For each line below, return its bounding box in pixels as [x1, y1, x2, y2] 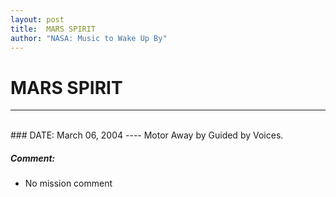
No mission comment [24, 177, 113, 190]
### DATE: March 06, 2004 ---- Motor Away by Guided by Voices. [10, 129, 284, 141]
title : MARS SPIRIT [10, 24, 97, 34]
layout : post [10, 14, 65, 25]
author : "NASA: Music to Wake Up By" [10, 33, 168, 43]
